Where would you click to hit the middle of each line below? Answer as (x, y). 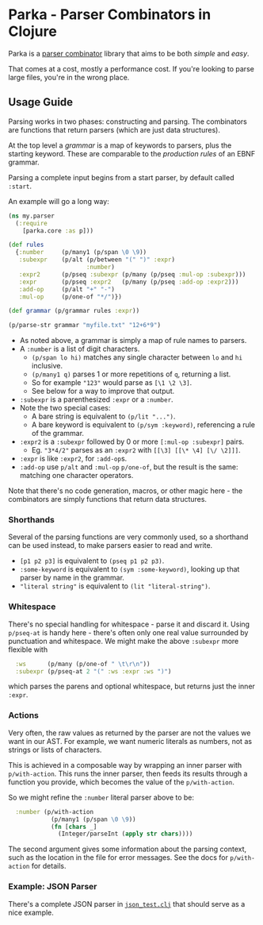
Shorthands (32, 520)
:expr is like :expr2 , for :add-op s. (73, 459)
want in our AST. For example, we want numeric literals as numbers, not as (130, 741)
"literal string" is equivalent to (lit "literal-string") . (115, 586)
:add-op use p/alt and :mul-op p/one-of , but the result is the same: (129, 467)
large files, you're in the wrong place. (69, 77)
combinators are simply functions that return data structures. (108, 499)
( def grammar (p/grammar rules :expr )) (74, 311)
